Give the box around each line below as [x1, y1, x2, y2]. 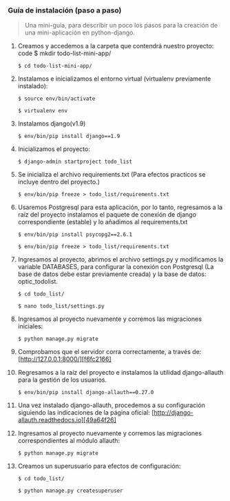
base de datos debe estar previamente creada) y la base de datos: [17, 270, 207, 278]
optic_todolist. [17, 277, 58, 286]
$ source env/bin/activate [17, 95, 96, 102]
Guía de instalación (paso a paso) [8, 6, 122, 15]
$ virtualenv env [17, 108, 68, 115]
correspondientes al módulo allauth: [17, 437, 120, 445]
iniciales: [17, 322, 43, 331]
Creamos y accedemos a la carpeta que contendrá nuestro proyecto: [17, 42, 214, 50]
